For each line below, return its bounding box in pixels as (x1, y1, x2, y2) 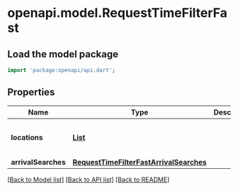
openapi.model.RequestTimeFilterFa (7, 5, 228, 21)
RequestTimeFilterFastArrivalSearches (72, 157, 207, 167)
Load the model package (7, 48, 119, 60)
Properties (7, 86, 55, 98)
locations (11, 132, 43, 142)
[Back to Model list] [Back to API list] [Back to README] (7, 175, 170, 184)
